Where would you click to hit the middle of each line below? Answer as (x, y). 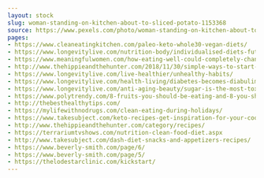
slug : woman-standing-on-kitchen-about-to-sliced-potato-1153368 (117, 23)
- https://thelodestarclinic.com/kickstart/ (82, 162)
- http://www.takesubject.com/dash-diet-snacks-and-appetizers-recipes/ (129, 140)
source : (20, 30)
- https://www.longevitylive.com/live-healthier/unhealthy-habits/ (121, 74)
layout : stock (31, 15)
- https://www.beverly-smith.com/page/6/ (76, 147)
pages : (18, 37)
